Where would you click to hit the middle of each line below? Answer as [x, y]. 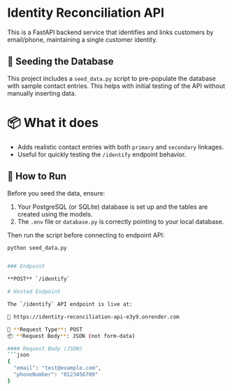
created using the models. [55, 214]
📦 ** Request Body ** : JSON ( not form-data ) [71, 336]
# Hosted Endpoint [34, 292]
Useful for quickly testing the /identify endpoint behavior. [102, 154]
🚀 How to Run [37, 176]
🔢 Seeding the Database [60, 62]
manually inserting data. [42, 93]
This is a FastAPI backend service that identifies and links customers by [110, 32]
